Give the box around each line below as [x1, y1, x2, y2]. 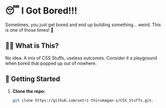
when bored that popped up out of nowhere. [5, 60, 96, 66]
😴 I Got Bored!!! [5, 5, 77, 17]
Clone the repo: [12, 88, 46, 94]
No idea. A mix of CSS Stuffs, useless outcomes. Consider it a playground [5, 55, 157, 61]
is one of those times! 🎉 [5, 27, 54, 33]
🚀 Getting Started [5, 75, 60, 83]
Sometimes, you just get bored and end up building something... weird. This [5, 22, 161, 28]
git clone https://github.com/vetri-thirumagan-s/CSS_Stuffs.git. [12, 98, 154, 103]
